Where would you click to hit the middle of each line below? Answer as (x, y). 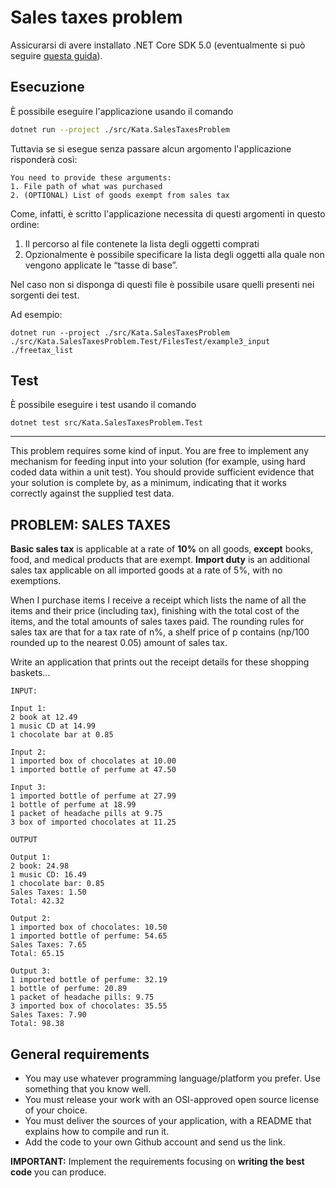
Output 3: (31, 971)
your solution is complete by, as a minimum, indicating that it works (148, 483)
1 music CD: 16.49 (48, 875)
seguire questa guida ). (56, 55)
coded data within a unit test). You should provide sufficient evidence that (162, 472)
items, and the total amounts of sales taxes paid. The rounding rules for (157, 622)
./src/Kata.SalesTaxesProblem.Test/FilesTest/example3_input (140, 341)
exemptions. (36, 581)
